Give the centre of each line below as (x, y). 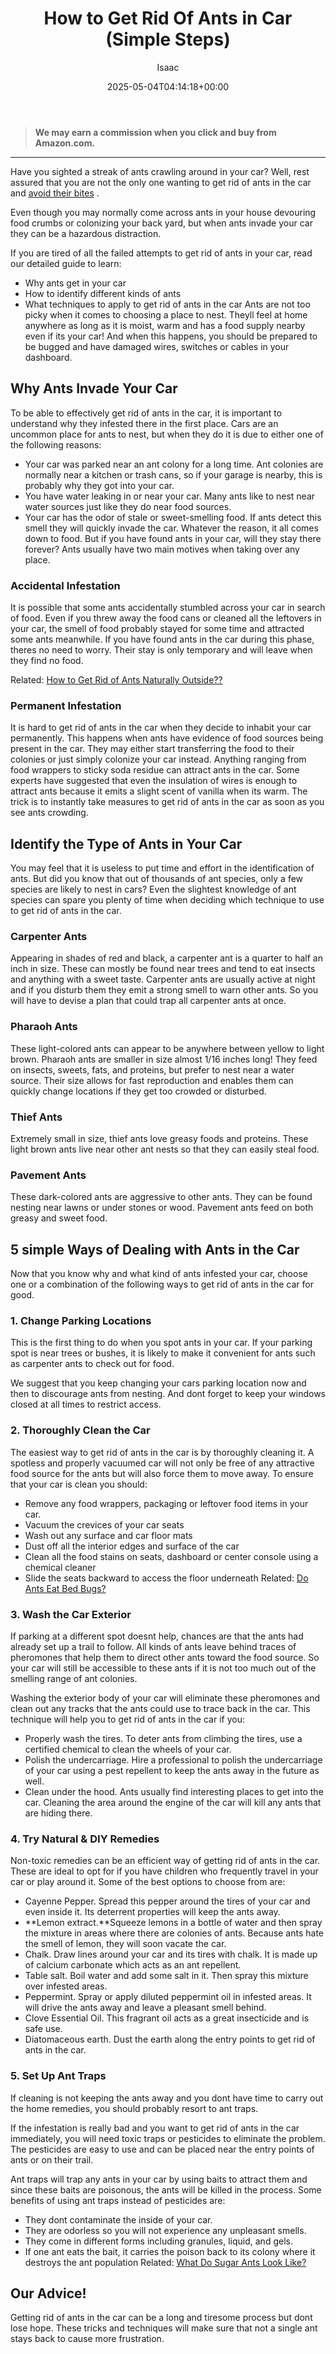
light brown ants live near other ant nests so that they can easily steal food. (165, 1149)
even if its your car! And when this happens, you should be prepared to (171, 336)
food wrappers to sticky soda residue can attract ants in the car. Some (155, 770)
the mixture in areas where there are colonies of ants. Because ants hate (174, 1933)
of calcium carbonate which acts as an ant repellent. (133, 1965)
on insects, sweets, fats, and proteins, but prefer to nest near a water (152, 1069)
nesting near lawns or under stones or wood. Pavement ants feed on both (162, 1208)
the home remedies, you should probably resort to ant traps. (134, 2108)
